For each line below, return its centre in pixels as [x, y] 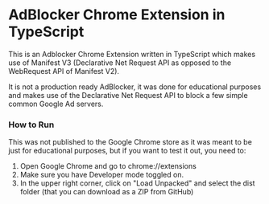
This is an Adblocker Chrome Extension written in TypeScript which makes [132, 54]
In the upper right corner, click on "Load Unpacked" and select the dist [137, 183]
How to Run [31, 124]
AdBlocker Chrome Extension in [117, 15]
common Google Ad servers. [56, 104]
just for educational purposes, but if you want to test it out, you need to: [127, 151]
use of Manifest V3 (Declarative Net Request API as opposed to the [120, 63]
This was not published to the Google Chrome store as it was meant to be [130, 142]
